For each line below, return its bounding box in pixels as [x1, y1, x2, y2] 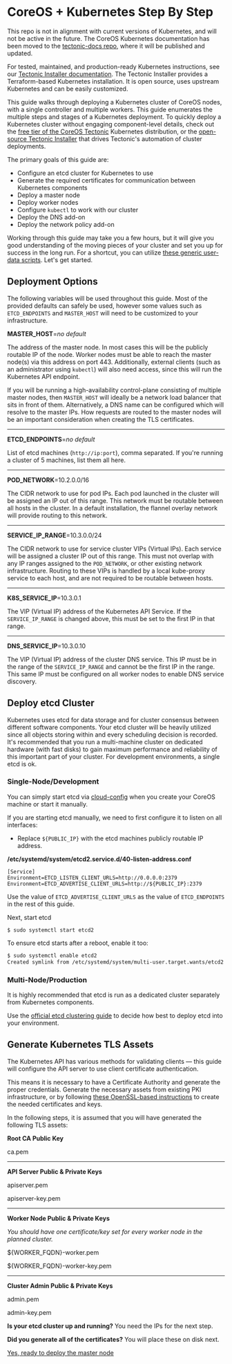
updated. [7, 49, 33, 57]
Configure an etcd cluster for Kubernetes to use [17, 169, 154, 177]
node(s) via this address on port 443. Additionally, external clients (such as [7, 358, 221, 366]
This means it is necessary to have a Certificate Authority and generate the [7, 1078, 221, 1086]
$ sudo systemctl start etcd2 [7, 926, 95, 934]
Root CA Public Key [7, 1134, 64, 1142]
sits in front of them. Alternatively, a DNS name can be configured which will [7, 400, 224, 409]
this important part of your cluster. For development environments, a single [7, 752, 220, 761]
